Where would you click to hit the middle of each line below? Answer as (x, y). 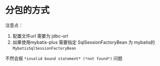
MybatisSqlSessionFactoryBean (44, 48)
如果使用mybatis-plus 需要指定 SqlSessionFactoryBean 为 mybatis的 (84, 42)
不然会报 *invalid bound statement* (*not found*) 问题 (64, 58)
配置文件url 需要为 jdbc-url (40, 36)
